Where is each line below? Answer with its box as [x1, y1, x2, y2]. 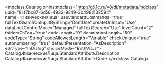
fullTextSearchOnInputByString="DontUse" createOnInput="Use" [5, 19, 137, 25]
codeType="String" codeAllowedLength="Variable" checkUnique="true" [5, 35, 151, 41]
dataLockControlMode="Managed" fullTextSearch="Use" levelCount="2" [5, 25, 153, 31]
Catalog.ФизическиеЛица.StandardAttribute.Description [5, 50, 120, 56]
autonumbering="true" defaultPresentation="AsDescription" [5, 40, 126, 46]
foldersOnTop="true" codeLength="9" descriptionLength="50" [5, 30, 132, 35]
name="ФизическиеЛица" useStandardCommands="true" [5, 15, 124, 20]
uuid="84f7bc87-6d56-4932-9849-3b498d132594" [5, 9, 111, 15]
